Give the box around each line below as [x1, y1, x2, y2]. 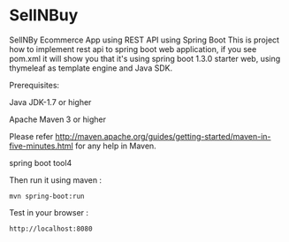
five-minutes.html [9, 140, 73, 151]
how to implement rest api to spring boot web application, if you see [9, 43, 257, 54]
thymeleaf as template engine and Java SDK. [9, 63, 173, 73]
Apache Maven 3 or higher [9, 114, 107, 125]
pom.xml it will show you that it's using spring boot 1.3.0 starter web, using [9, 53, 281, 64]
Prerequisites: [9, 79, 60, 90]
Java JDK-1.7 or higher [9, 96, 92, 107]
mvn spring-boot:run [9, 192, 86, 200]
